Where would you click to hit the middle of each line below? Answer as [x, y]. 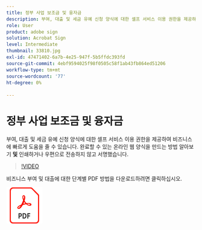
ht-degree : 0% [24, 82]
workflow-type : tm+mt [33, 70]
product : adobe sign [32, 32]
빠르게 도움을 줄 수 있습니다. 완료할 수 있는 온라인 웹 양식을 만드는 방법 [95, 147]
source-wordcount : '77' [36, 76]
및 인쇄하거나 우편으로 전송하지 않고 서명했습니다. [70, 154]
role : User [20, 25]
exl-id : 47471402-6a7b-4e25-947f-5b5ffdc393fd [66, 57]
